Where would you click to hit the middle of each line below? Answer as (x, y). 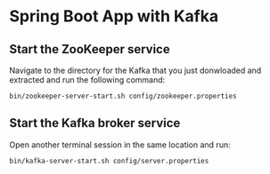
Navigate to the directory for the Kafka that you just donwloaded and (135, 70)
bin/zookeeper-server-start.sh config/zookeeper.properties (123, 96)
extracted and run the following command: (87, 80)
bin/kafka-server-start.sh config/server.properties (109, 161)
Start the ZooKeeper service (90, 49)
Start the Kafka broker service (95, 123)
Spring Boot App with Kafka (114, 16)
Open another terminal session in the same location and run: (120, 145)
